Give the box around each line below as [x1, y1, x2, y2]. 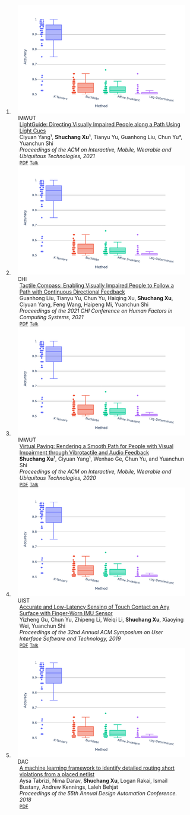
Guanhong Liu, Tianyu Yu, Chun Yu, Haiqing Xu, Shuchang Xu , [19, 294, 173, 301]
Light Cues [19, 127, 46, 134]
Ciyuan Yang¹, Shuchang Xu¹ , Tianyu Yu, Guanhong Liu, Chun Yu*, [19, 134, 183, 141]
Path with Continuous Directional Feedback [19, 288, 125, 295]
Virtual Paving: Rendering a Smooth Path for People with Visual [19, 442, 174, 449]
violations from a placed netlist [19, 770, 95, 777]
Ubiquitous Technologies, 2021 [19, 153, 95, 160]
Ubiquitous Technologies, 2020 [19, 474, 96, 481]
